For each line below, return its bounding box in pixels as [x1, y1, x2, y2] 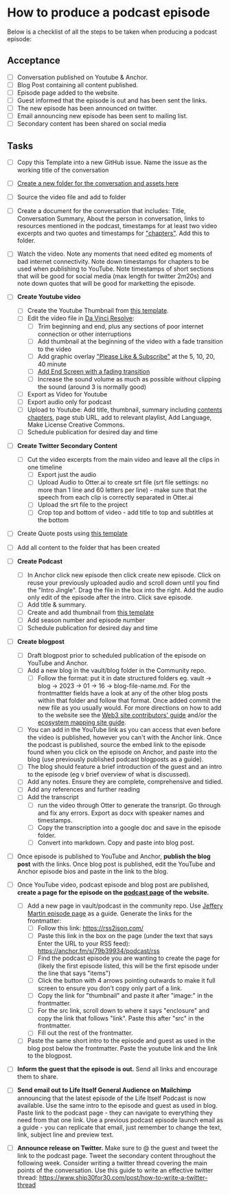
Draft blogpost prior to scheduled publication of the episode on [27, 651, 206, 659]
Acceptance [7, 55, 60, 67]
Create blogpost [16, 637, 65, 645]
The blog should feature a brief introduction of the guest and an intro [27, 763, 222, 771]
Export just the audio [37, 471, 97, 479]
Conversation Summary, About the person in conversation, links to [16, 214, 205, 223]
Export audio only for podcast [27, 397, 112, 406]
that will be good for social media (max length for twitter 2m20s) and [16, 272, 211, 280]
